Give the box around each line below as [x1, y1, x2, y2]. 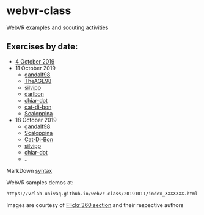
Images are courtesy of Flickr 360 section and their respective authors [6, 201, 184, 208]
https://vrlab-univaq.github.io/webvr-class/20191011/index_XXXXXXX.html [6, 191, 199, 197]
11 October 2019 [15, 64, 56, 71]
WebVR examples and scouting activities [6, 24, 109, 31]
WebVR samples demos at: [6, 178, 74, 186]
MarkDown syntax [6, 167, 53, 174]
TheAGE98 [24, 77, 52, 84]
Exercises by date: [6, 42, 78, 52]
